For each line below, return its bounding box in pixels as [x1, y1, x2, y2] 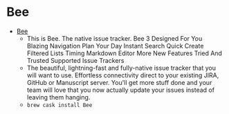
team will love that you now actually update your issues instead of [26, 86, 215, 94]
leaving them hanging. [26, 93, 91, 101]
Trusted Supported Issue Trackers [26, 56, 125, 64]
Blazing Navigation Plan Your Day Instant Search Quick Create [26, 41, 204, 50]
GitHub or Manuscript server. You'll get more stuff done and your [26, 78, 212, 86]
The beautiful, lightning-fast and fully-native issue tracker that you [26, 64, 216, 72]
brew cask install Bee [26, 102, 93, 108]
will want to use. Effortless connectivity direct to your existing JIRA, [26, 70, 219, 79]
